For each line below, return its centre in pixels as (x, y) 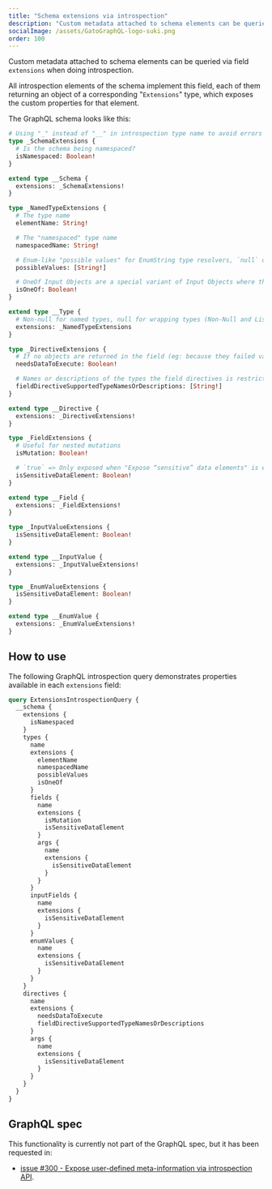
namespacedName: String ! (57, 245)
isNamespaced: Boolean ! (55, 156)
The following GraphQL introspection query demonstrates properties (123, 676)
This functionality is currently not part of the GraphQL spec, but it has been (134, 1144)
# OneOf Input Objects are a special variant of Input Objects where (135, 282)
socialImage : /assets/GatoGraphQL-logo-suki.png (92, 31)
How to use (37, 657)
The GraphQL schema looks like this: (70, 119)
